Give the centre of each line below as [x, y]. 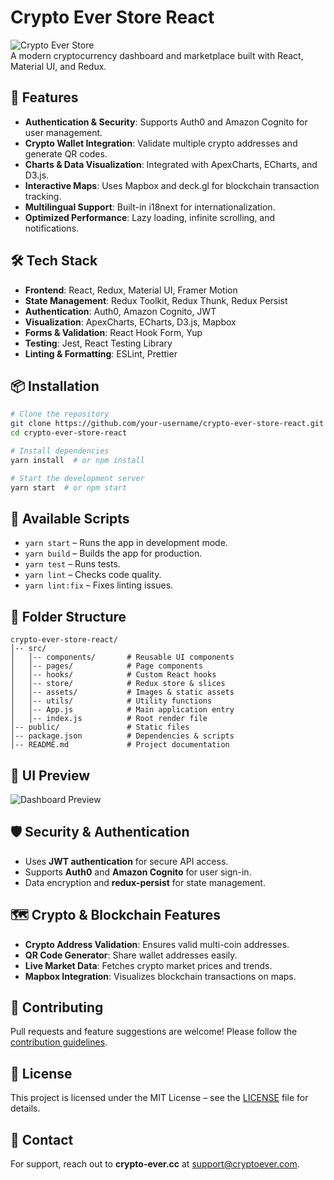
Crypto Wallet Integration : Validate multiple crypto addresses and [161, 143]
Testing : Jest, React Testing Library [98, 343]
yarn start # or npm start [69, 487]
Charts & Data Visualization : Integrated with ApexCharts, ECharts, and [171, 164]
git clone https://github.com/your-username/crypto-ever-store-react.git [167, 424]
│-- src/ [28, 649]
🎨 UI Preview [50, 775]
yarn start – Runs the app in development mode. [126, 543]
